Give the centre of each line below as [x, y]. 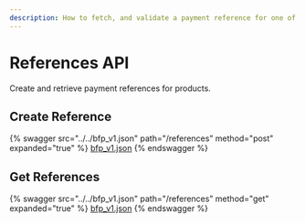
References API [69, 62]
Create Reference [61, 116]
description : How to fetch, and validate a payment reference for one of [153, 18]
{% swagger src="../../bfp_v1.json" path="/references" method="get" [139, 199]
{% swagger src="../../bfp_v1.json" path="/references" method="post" [142, 138]
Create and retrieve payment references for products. [110, 88]
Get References [55, 177]
